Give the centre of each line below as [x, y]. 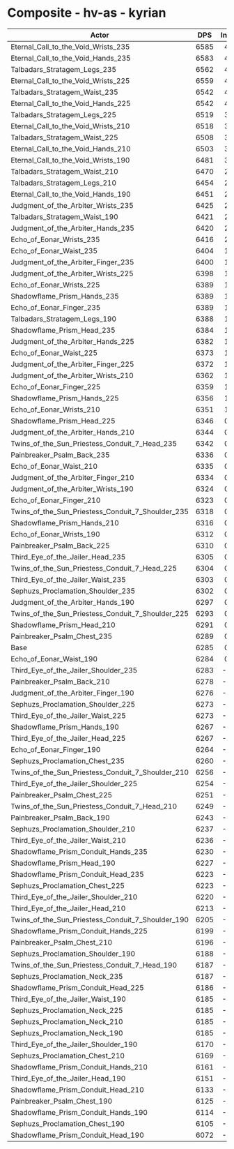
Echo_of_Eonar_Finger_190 [56, 749]
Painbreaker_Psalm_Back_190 [60, 818]
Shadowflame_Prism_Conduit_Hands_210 [79, 1067]
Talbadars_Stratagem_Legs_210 [64, 183]
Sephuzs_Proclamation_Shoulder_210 [73, 829]
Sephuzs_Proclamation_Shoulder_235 [73, 591]
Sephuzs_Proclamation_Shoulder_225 [73, 704]
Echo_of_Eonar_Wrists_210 [55, 410]
